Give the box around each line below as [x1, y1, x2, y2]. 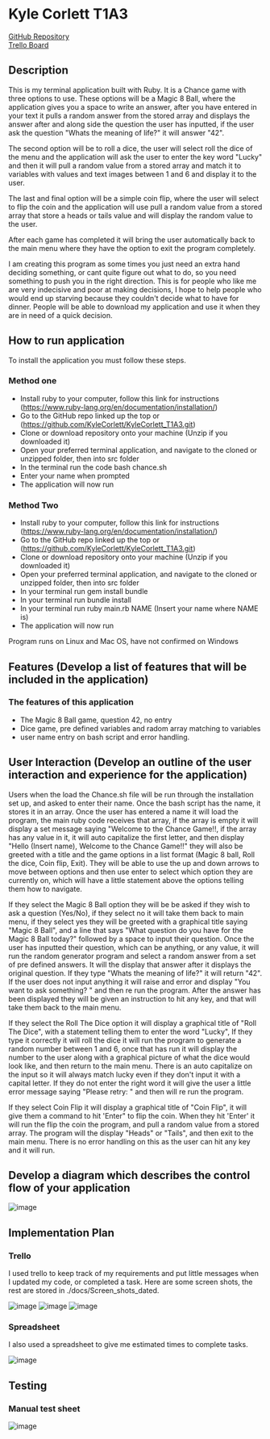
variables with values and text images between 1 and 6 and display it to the [8, 169, 257, 178]
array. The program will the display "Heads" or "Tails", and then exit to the [8, 1127, 254, 1138]
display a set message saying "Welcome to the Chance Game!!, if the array [8, 824, 257, 834]
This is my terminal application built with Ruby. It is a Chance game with [8, 85, 247, 94]
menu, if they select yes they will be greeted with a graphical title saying [8, 917, 248, 927]
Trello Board [8, 40, 49, 49]
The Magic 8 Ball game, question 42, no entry [19, 715, 172, 725]
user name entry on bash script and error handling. [19, 732, 190, 742]
